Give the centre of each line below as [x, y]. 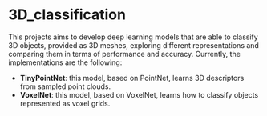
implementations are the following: [65, 62]
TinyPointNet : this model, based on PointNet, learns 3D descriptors [132, 78]
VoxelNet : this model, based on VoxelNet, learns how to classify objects [139, 94]
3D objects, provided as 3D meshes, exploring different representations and [133, 45]
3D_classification [67, 15]
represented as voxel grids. [65, 103]
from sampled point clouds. [65, 86]
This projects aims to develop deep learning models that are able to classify [133, 37]
